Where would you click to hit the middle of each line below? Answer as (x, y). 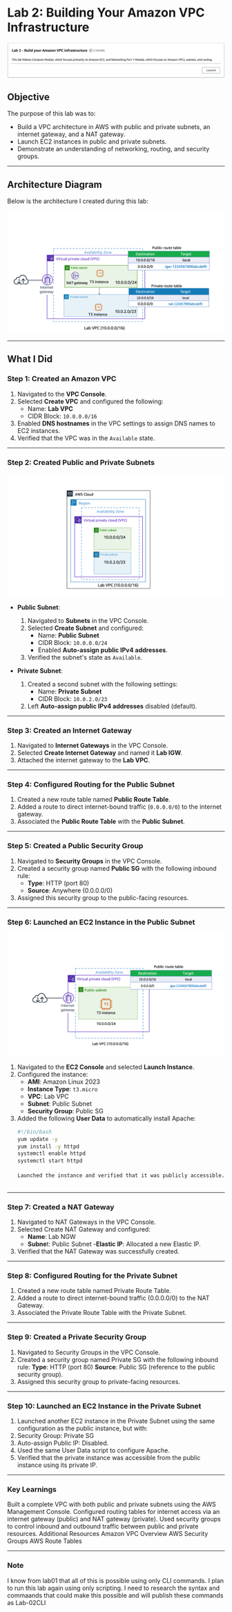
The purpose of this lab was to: (51, 114)
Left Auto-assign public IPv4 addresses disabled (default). (112, 706)
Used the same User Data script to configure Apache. (94, 1450)
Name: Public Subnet (68, 635)
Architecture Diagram (55, 184)
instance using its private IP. (57, 1465)
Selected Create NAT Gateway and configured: (84, 1229)
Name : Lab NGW (51, 1237)
